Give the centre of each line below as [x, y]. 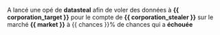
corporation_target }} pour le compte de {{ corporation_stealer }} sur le [110, 17]
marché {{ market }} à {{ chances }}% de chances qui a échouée [100, 24]
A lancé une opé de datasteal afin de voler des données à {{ [93, 10]
